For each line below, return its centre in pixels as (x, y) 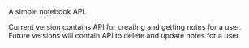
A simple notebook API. (47, 12)
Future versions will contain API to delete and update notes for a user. (124, 36)
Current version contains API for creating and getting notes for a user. (125, 27)
